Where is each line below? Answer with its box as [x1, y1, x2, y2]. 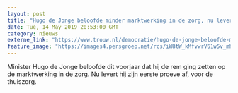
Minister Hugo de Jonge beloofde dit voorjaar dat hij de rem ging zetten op [7, 63, 226, 70]
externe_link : [7, 37, 50, 44]
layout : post [7, 10, 46, 18]
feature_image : [7, 43, 52, 50]
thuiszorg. [7, 77, 37, 85]
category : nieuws [7, 30, 59, 37]
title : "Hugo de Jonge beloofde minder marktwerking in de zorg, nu [7, 17, 214, 24]
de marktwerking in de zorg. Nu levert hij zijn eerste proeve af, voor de [7, 70, 214, 78]
